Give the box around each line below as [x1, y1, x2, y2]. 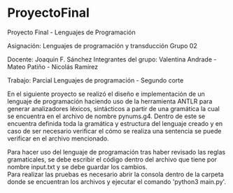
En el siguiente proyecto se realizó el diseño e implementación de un [7, 90, 205, 98]
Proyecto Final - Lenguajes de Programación [7, 28, 136, 36]
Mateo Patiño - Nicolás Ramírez [7, 62, 99, 71]
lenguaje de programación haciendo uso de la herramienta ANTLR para [7, 96, 213, 106]
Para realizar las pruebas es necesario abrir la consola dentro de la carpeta [7, 170, 224, 178]
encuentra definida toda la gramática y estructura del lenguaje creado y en [7, 119, 223, 127]
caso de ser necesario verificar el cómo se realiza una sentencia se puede [7, 127, 222, 135]
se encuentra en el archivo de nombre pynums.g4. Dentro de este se [7, 112, 206, 120]
